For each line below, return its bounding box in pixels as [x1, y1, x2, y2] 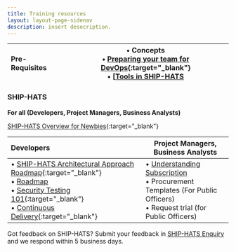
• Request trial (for [145, 202, 207, 212]
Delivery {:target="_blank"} [11, 211, 98, 221]
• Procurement [145, 176, 195, 186]
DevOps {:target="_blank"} [100, 63, 191, 73]
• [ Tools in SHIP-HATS [107, 71, 185, 81]
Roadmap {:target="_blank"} [11, 167, 102, 177]
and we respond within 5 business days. [7, 237, 124, 245]
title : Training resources [7, 10, 86, 17]
